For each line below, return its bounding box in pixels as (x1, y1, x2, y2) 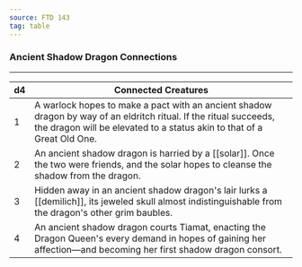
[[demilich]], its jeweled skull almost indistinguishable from (34, 194, 283, 207)
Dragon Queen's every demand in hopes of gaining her (34, 232, 267, 245)
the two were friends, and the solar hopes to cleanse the (34, 158, 272, 170)
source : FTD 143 (9, 13, 70, 22)
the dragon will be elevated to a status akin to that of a (34, 121, 263, 133)
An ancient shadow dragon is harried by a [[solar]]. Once (34, 147, 275, 159)
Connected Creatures (113, 83, 209, 96)
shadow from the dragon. (34, 169, 141, 182)
